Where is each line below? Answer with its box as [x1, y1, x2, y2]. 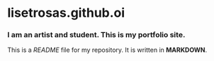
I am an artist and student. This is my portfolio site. [7, 30, 186, 40]
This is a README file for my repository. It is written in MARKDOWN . [7, 46, 208, 54]
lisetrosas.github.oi [7, 5, 125, 21]
